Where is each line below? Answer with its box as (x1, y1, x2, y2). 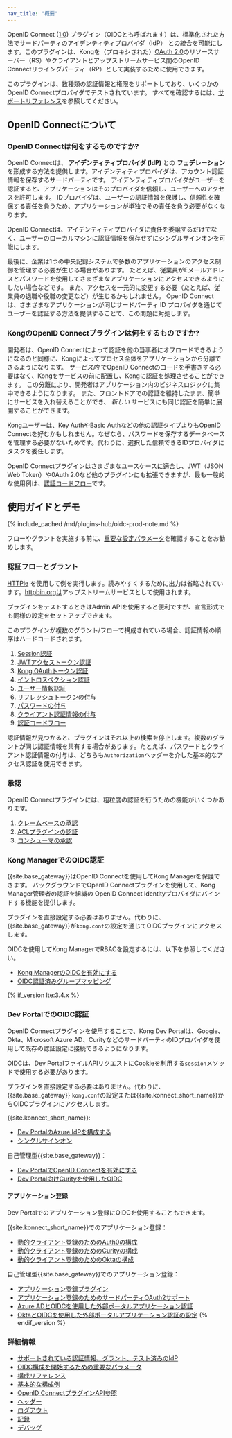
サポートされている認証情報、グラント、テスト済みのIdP (17, 1354, 179, 1362)
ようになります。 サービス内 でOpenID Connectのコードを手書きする (19, 363, 215, 371)
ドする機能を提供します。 (7, 899, 80, 907)
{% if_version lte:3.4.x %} (7, 991, 80, 999)
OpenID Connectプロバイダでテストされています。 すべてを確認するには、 (7, 88, 219, 96)
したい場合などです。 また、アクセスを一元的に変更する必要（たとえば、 (7, 284, 215, 292)
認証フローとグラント (7, 562, 78, 572)
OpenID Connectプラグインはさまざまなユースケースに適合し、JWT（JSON (7, 462, 224, 470)
